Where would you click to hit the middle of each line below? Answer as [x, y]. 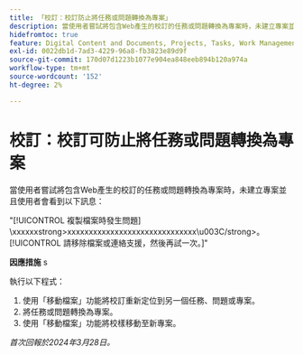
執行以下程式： [37, 281]
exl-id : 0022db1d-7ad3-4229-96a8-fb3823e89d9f [98, 51]
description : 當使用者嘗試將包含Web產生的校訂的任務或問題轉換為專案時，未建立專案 [149, 26]
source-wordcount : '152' [56, 77]
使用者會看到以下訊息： [60, 201]
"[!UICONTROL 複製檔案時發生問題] [75, 220]
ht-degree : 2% [36, 85]
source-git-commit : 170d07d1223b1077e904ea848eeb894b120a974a [129, 60]
